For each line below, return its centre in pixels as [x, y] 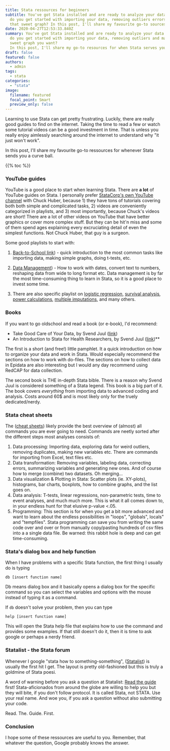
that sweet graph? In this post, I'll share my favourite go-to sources [88, 24]
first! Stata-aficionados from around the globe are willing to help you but [80, 687]
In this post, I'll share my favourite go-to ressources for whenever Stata [79, 150]
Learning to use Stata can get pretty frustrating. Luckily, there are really [80, 119]
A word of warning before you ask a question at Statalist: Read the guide [81, 682]
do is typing [18, 568]
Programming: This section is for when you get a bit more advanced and [88, 512]
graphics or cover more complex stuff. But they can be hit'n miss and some [83, 222]
